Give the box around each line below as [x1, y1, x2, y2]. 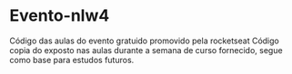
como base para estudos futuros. [9, 54, 135, 65]
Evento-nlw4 [9, 5, 110, 26]
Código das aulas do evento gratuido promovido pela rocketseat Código [9, 35, 279, 46]
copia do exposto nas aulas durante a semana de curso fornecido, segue [9, 44, 284, 55]
